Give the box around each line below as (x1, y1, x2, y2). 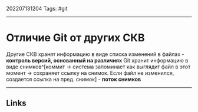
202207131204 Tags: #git (6, 5, 68, 12)
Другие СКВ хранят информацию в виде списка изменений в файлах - (6, 50, 184, 58)
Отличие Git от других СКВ (6, 31, 145, 45)
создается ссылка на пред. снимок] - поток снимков (6, 75, 141, 83)
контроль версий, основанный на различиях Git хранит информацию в (6, 57, 189, 64)
